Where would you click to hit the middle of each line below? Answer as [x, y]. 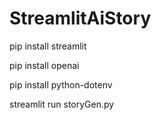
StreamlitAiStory [80, 18]
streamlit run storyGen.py [62, 104]
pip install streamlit [48, 46]
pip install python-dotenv [61, 84]
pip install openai [44, 65]
